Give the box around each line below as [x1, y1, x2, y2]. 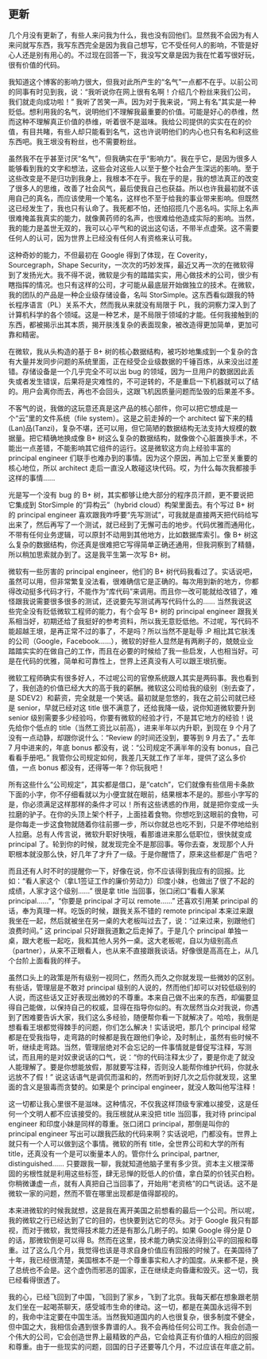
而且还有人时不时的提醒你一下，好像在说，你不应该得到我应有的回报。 [8, 866, 238, 876]
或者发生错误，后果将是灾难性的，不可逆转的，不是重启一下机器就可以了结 [14, 377, 259, 386]
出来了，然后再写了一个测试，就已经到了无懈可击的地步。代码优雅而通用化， [8, 520, 259, 529]
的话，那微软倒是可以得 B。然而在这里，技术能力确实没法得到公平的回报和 [8, 1235, 252, 1244]
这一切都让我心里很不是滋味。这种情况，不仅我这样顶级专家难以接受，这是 [8, 1099, 252, 1108]
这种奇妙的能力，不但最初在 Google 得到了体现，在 [8, 250, 176, 260]
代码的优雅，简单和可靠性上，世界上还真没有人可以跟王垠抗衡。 [21, 656, 231, 666]
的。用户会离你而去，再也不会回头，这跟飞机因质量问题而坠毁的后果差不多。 [8, 386, 259, 396]
